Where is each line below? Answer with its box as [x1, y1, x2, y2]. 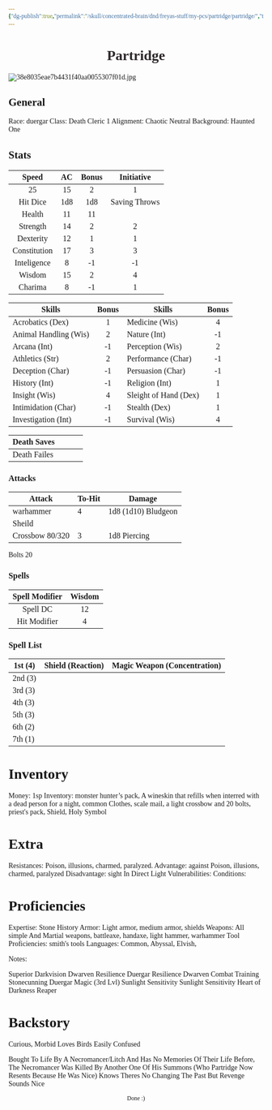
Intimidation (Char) [12, 402, 76, 412]
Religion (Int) [126, 378, 172, 388]
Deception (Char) [12, 366, 70, 376]
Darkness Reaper [8, 986, 57, 995]
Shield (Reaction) [44, 660, 104, 670]
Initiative [119, 172, 151, 183]
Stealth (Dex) [126, 402, 171, 412]
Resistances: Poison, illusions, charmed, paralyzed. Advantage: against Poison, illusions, [8, 861, 260, 870]
